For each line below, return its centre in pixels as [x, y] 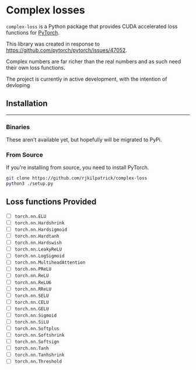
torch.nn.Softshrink [39, 336]
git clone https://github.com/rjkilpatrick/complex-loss [77, 178]
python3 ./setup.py [30, 184]
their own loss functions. [36, 67]
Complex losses [46, 10]
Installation [27, 104]
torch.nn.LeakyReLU [38, 250]
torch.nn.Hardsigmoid [41, 230]
